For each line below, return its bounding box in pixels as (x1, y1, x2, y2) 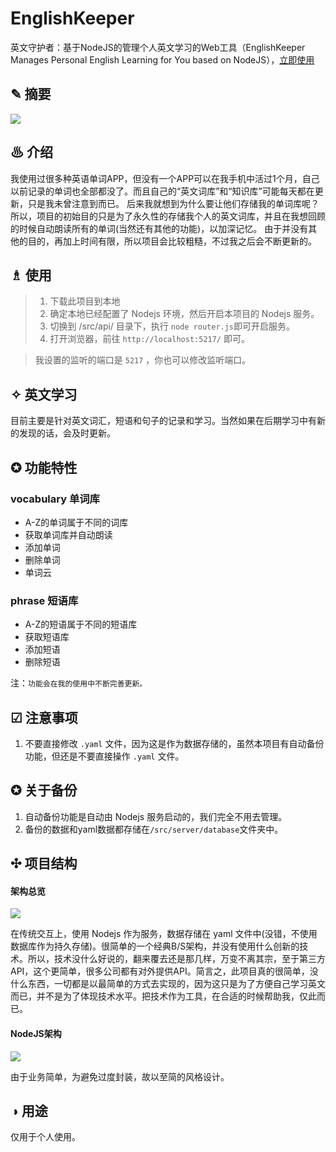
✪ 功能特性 (10, 459, 78, 476)
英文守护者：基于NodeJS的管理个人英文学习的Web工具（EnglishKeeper (10, 41, 306, 53)
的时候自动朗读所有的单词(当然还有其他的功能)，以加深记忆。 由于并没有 (10, 222, 309, 234)
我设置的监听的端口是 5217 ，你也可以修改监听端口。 (34, 354, 252, 366)
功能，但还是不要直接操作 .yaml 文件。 (24, 750, 185, 762)
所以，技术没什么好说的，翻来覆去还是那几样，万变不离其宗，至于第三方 (27, 953, 326, 965)
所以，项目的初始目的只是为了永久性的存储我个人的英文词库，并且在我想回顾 (10, 210, 326, 222)
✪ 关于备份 (10, 782, 78, 799)
